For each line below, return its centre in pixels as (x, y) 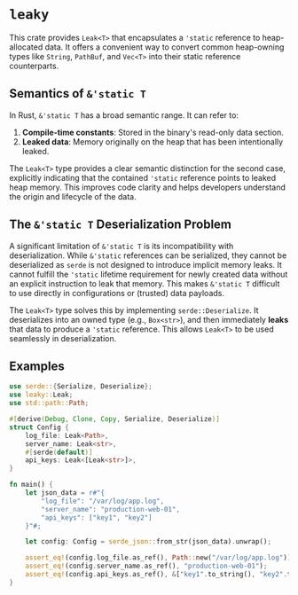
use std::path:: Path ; (49, 403)
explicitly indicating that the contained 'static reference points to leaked (143, 177)
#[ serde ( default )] (59, 452)
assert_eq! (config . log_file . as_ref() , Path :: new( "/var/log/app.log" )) (158, 558)
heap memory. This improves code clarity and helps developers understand (148, 187)
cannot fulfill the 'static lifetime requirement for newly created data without (149, 274)
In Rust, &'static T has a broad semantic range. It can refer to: (124, 115)
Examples (37, 366)
